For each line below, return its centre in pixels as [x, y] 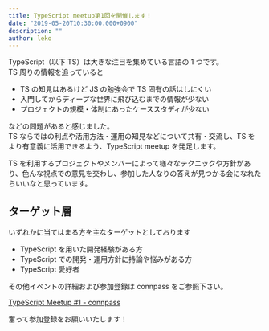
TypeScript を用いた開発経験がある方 [81, 249]
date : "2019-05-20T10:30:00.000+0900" [73, 23]
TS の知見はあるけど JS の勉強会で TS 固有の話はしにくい [116, 89]
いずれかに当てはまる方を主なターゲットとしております [100, 232]
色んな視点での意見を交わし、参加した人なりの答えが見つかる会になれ [138, 174]
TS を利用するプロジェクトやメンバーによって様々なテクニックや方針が [126, 163]
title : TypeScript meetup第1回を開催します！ [80, 16]
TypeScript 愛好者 [50, 269]
